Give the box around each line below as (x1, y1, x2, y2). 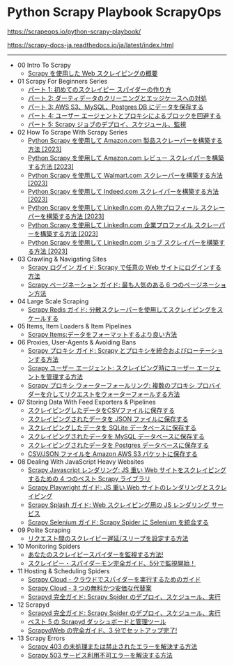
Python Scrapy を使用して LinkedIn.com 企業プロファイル (27, 220, 194, 229)
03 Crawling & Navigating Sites (17, 255, 107, 263)
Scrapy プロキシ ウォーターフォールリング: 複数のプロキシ (27, 381, 195, 389)
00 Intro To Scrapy (17, 61, 71, 69)
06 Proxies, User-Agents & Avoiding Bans (17, 338, 136, 346)
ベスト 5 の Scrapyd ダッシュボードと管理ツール (27, 617, 166, 626)
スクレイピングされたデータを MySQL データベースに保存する (27, 432, 205, 440)
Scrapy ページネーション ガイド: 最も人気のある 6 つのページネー (27, 280, 214, 289)
